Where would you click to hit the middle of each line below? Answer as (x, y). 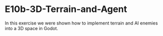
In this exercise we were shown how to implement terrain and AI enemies (81, 23)
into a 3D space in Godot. (32, 28)
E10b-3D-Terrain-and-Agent (66, 9)
